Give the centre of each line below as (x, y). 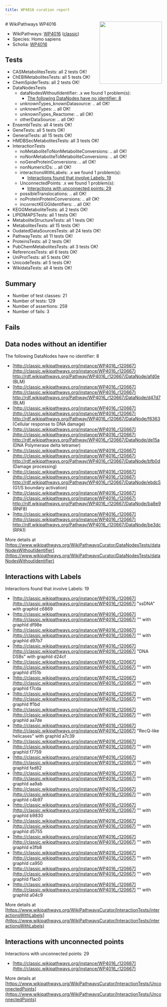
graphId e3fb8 (27, 847)
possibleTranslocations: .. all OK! (53, 194)
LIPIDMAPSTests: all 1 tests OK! (44, 215)
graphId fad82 (27, 768)
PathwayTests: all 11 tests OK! (42, 236)
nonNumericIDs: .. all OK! (45, 167)
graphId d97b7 (28, 641)
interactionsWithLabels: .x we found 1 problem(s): (70, 173)
